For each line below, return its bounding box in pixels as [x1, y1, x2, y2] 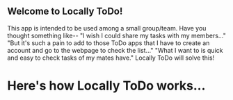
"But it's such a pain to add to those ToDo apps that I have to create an [7, 38, 210, 47]
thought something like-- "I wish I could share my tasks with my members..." [7, 31, 226, 40]
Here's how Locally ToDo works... [7, 78, 206, 93]
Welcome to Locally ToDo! [7, 6, 123, 17]
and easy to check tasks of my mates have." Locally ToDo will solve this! [7, 53, 215, 62]
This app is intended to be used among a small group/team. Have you [7, 24, 207, 32]
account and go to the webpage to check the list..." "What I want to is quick [7, 46, 223, 54]
